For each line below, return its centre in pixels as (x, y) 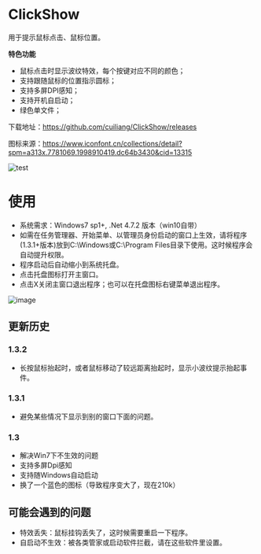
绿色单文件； (40, 110)
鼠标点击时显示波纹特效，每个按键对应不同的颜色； (102, 70)
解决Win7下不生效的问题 (59, 456)
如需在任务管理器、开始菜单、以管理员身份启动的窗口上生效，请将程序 (133, 235)
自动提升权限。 (44, 254)
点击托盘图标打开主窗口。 (61, 274)
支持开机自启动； (47, 100)
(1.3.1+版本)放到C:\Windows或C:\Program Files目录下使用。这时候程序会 (136, 245)
